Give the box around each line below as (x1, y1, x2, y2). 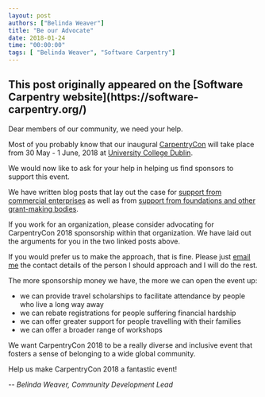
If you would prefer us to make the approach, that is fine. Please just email (8, 251, 251, 261)
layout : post (8, 11, 52, 20)
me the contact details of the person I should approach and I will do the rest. (8, 260, 258, 270)
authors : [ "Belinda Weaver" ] (8, 19, 105, 27)
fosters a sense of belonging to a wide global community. (8, 348, 196, 358)
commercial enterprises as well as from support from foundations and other (8, 196, 256, 205)
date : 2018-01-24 (8, 33, 66, 42)
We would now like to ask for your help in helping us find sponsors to (8, 163, 234, 173)
